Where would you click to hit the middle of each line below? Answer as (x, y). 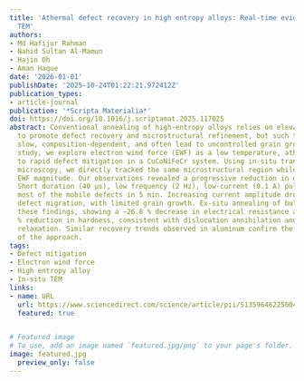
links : (22, 288)
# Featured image (42, 337)
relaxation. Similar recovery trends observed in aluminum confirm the (156, 229)
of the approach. (50, 237)
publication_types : (46, 93)
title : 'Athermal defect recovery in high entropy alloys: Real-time (143, 18)
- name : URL (32, 296)
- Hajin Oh (30, 60)
